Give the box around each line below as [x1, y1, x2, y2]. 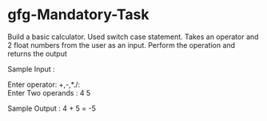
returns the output [7, 49, 67, 58]
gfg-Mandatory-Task [7, 6, 149, 24]
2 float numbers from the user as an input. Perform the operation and [7, 40, 236, 49]
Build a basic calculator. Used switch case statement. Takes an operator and [7, 32, 259, 41]
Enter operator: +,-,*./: [7, 80, 81, 89]
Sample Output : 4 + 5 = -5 [7, 103, 97, 113]
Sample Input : [7, 64, 55, 73]
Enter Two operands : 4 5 [7, 88, 91, 97]
